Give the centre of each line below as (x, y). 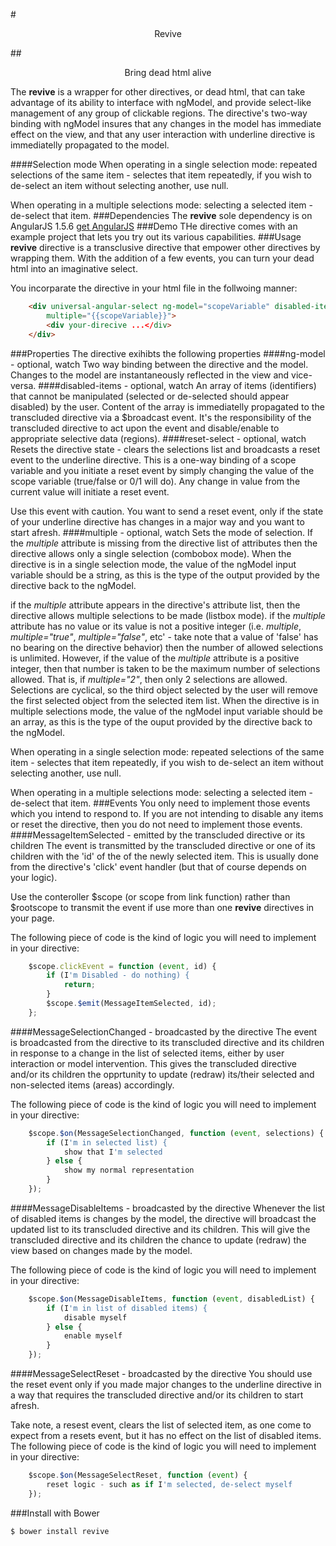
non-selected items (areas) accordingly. (92, 1085)
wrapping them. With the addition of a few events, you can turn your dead (162, 258)
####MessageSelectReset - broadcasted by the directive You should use (161, 1373)
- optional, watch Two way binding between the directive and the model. (159, 364)
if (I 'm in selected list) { (107, 1142)
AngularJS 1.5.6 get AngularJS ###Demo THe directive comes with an (154, 226)
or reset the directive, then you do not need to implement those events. (156, 824)
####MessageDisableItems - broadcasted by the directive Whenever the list (168, 1208)
